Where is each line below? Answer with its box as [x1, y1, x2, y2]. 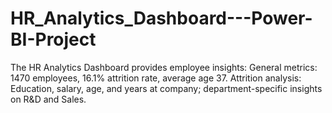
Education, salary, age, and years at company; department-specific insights [10, 82, 323, 94]
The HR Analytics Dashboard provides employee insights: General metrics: [10, 61, 318, 73]
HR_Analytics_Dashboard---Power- [10, 7, 313, 30]
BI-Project [10, 28, 97, 51]
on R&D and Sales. [10, 93, 87, 105]
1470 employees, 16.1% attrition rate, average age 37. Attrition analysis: [10, 72, 302, 84]
